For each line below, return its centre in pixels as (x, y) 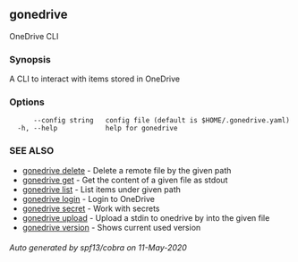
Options (27, 102)
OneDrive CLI (34, 36)
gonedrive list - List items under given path (102, 189)
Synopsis (30, 59)
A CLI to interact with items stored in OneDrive (95, 79)
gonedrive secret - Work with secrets (91, 208)
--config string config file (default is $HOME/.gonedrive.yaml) (162, 121)
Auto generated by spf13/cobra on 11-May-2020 (98, 248)
